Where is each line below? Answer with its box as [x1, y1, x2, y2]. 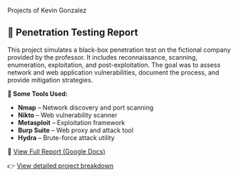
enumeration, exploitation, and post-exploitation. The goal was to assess [7, 60, 221, 69]
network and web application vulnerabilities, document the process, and [7, 68, 219, 77]
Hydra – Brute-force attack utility [17, 133, 115, 141]
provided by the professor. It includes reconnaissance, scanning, [7, 53, 198, 61]
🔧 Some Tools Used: [7, 89, 68, 98]
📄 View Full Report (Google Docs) [7, 147, 105, 156]
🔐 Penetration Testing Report [7, 26, 138, 38]
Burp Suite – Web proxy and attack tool [17, 126, 134, 134]
